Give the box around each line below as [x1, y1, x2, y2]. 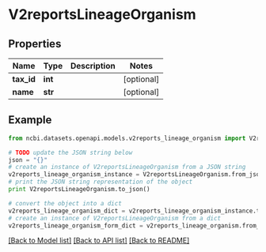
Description [70, 61, 116, 71]
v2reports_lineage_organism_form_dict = [8, 221, 144, 230]
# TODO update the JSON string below [8, 149, 133, 156]
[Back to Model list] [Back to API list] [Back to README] [8, 235, 190, 246]
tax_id [12, 73, 36, 85]
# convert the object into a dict [8, 199, 123, 207]
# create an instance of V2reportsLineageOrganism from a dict [8, 214, 222, 222]
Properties [8, 37, 62, 51]
